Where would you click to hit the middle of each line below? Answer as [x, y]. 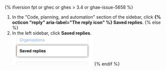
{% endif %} [107, 64]
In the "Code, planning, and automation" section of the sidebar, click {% [87, 17]
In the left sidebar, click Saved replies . [52, 33]
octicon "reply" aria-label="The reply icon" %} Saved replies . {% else [86, 22]
